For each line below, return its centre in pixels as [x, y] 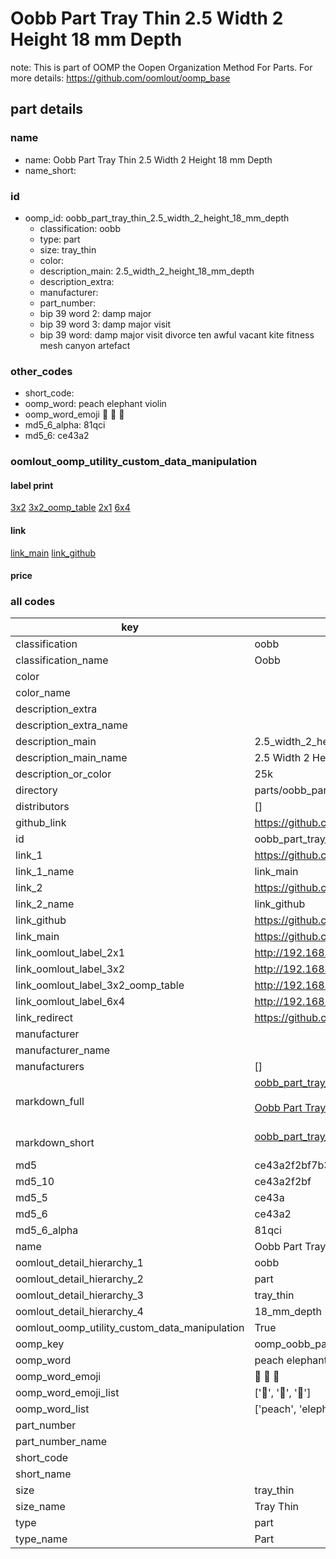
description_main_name [71, 758]
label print [32, 485]
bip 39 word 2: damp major [95, 313]
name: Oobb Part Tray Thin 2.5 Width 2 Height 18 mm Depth [148, 159]
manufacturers [50, 1067]
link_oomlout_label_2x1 [70, 953]
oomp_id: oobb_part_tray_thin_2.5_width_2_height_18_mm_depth [157, 218]
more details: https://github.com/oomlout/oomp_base [120, 78]
